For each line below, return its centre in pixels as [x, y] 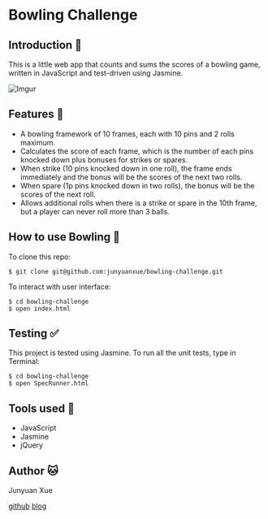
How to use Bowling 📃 [64, 237]
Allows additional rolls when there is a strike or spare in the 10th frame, [138, 203]
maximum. [37, 142]
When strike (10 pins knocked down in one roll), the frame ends [126, 168]
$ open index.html [39, 309]
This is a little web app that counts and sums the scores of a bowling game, [134, 64]
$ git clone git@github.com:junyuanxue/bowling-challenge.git [116, 271]
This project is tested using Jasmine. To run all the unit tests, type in [122, 353]
